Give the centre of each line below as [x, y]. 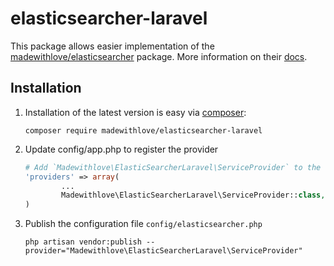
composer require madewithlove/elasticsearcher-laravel [143, 130]
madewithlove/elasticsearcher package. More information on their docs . [159, 56]
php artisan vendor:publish [83, 242]
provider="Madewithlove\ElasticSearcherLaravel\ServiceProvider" [163, 251]
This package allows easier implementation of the [112, 46]
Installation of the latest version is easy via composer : [135, 112]
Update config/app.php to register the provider [121, 149]
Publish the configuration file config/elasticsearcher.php [143, 224]
